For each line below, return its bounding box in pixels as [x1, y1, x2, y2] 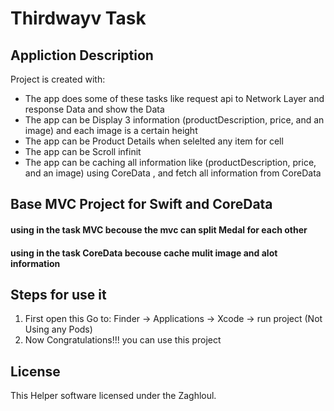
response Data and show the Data [24, 103, 165, 115]
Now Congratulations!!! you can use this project [24, 334, 222, 346]
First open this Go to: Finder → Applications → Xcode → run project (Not [24, 313, 323, 325]
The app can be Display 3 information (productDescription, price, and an [24, 114, 325, 126]
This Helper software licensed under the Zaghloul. [10, 390, 217, 402]
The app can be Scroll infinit [24, 146, 142, 157]
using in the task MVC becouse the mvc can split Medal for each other [10, 223, 308, 236]
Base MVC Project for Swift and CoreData [10, 196, 273, 213]
